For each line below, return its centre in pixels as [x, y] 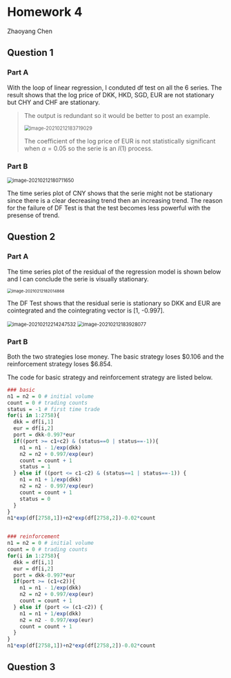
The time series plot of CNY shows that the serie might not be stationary [110, 193]
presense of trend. [33, 215]
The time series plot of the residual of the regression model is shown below [114, 271]
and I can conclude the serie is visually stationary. [78, 279]
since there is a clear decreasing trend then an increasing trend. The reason [115, 200]
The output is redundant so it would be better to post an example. [117, 115]
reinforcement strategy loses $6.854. [60, 363]
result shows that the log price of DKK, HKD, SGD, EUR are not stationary [111, 94]
